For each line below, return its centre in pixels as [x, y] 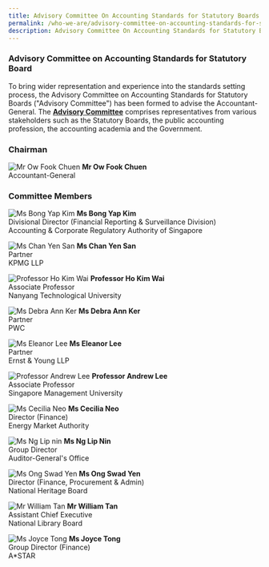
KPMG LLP [26, 263]
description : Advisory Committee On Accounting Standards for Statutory [132, 30]
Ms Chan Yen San [106, 246]
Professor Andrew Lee [130, 376]
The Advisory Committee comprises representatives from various [147, 111]
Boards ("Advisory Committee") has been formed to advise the [112, 103]
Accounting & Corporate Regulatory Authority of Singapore [105, 231]
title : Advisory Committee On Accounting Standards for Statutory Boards [134, 16]
